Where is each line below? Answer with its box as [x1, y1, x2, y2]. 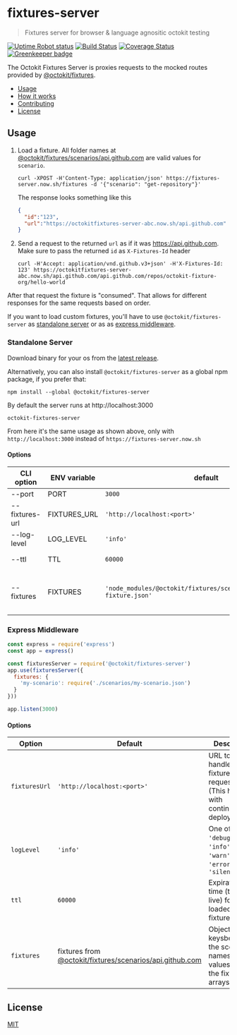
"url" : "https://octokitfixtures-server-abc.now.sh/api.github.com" [24, 220, 227, 227]
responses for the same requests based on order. [7, 298, 151, 308]
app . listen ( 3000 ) [7, 706, 59, 713]
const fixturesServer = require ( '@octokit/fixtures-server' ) [7, 660, 191, 667]
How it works [17, 92, 56, 100]
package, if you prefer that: [7, 375, 87, 383]
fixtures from [57, 947, 101, 957]
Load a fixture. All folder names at [17, 146, 116, 155]
